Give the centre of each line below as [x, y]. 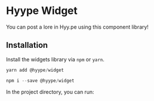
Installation [27, 45]
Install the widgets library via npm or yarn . [55, 59]
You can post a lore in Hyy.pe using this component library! [77, 27]
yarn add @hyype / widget [35, 70]
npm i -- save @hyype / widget [40, 81]
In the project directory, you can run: [50, 92]
